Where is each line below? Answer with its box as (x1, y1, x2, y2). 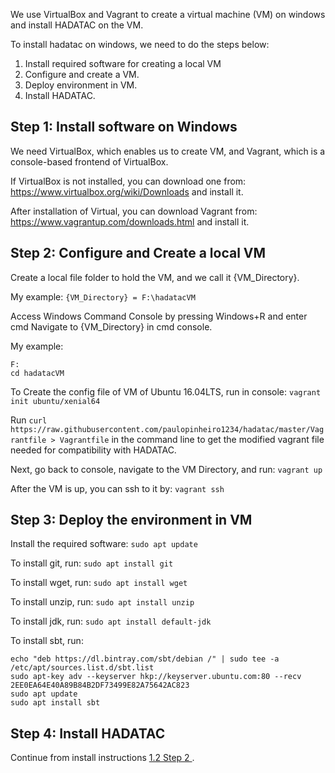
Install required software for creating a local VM (24, 58, 222, 69)
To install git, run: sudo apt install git (10, 557, 174, 569)
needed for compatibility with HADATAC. (10, 444, 177, 456)
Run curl (10, 414, 48, 426)
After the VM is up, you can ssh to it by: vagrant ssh (10, 482, 225, 494)
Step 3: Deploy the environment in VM (10, 512, 253, 529)
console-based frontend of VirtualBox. (10, 155, 169, 168)
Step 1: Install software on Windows (10, 119, 238, 136)
